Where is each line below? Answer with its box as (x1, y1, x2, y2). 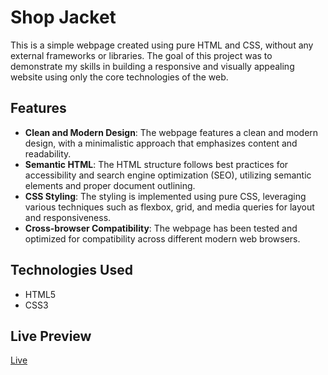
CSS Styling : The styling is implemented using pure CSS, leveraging (24, 190, 307, 202)
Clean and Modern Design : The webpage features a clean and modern (24, 126, 319, 138)
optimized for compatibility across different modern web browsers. (24, 232, 301, 245)
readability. (24, 147, 72, 160)
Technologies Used (10, 262, 133, 279)
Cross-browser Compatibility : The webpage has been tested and (24, 222, 298, 234)
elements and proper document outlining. (24, 179, 196, 191)
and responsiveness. (24, 211, 112, 223)
